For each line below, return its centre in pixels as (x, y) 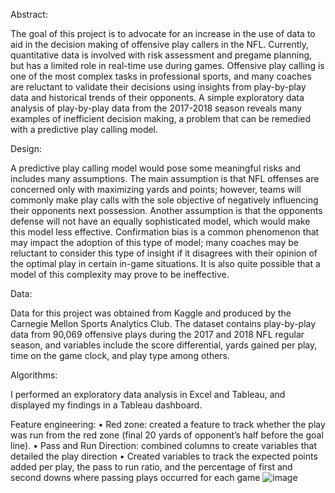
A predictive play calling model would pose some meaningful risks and (156, 168)
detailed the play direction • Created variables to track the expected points (164, 456)
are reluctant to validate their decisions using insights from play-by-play (158, 87)
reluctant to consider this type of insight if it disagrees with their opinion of (164, 253)
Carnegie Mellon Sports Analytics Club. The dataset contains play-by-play (163, 323)
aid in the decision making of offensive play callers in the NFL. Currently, (160, 44)
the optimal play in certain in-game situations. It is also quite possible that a (165, 263)
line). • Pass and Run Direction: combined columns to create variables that (163, 445)
